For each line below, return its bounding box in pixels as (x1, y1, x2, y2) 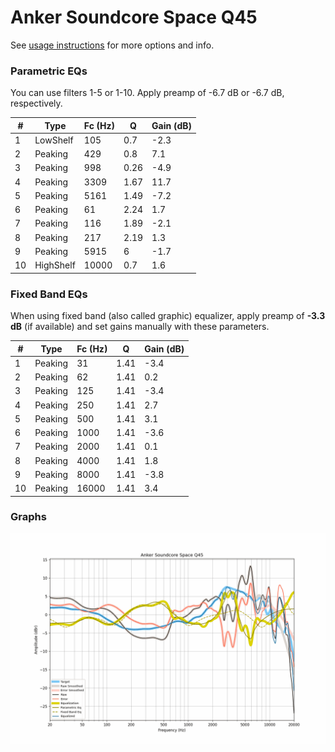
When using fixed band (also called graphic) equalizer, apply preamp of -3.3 (10, 310, 326, 322)
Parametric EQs (10, 64, 88, 78)
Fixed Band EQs (10, 287, 88, 301)
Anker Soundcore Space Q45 (10, 6, 258, 29)
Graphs (10, 510, 47, 524)
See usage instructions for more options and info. (10, 39, 215, 51)
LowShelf (34, 134, 74, 146)
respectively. (10, 97, 63, 110)
